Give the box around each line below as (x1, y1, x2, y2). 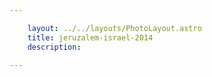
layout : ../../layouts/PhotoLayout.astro (27, 23, 202, 33)
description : (27, 42, 82, 52)
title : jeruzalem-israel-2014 (27, 32, 154, 43)
